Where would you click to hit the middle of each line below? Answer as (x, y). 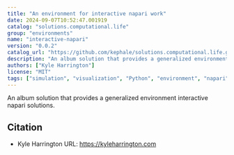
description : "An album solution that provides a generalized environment (118, 59)
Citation (25, 127)
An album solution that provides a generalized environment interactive (108, 98)
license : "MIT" (29, 72)
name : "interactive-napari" (48, 40)
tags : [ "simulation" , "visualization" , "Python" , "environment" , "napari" (118, 78)
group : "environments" (40, 33)
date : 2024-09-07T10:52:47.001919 (57, 20)
